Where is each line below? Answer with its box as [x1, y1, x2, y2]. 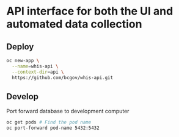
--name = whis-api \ [12, 63, 59, 69]
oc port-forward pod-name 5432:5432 [6, 125, 100, 132]
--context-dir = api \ [12, 69, 64, 75]
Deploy [6, 41, 34, 52]
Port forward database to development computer [6, 108, 130, 115]
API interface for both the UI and [6, 4, 174, 18]
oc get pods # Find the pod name [6, 119, 92, 125]
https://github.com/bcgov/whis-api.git [12, 74, 114, 80]
